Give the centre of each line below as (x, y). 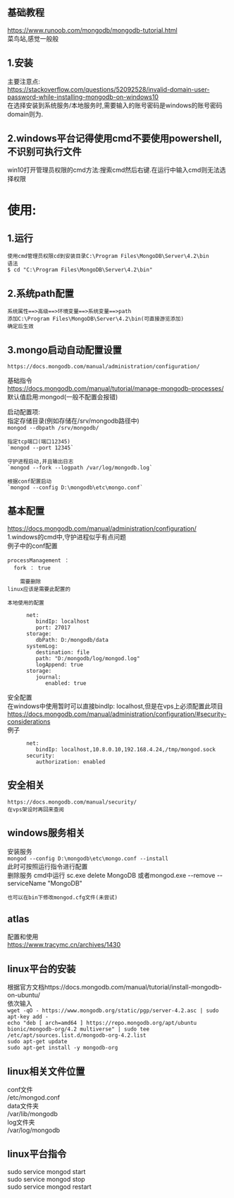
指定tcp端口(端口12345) (39, 442)
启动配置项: (24, 412)
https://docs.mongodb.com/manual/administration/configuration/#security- (117, 714)
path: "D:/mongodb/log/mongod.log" (88, 658)
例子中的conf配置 (32, 546)
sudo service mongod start (47, 1171)
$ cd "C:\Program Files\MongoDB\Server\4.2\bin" (80, 270)
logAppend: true (59, 664)
